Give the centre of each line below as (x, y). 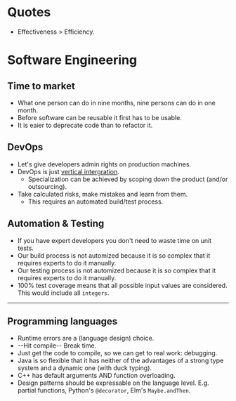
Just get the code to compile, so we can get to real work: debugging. (117, 353)
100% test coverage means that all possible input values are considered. (122, 285)
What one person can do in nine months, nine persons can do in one (116, 103)
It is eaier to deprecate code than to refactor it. (85, 125)
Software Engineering (72, 60)
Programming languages (63, 321)
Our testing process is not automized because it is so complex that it (117, 270)
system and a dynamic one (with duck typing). (85, 368)
